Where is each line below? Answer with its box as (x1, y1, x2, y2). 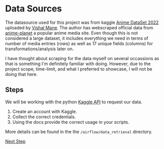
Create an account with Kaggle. (12, 108, 77, 114)
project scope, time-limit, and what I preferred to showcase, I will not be (5, 66, 153, 72)
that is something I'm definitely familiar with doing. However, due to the (5, 61, 151, 67)
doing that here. (5, 71, 38, 77)
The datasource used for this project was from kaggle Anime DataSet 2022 (5, 19, 159, 25)
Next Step (5, 138, 26, 144)
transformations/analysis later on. (5, 46, 74, 52)
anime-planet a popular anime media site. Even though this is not (5, 30, 138, 36)
